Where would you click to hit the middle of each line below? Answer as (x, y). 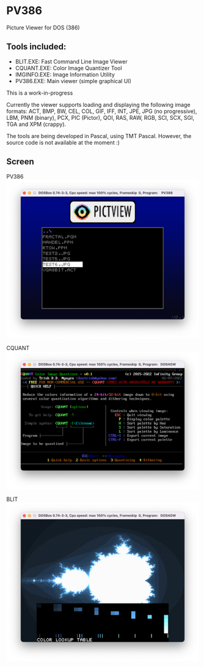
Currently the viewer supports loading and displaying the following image (98, 104)
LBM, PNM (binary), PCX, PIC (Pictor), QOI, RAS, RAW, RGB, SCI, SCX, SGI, (100, 117)
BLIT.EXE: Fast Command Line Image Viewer (71, 61)
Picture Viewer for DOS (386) (43, 27)
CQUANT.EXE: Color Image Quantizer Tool (68, 68)
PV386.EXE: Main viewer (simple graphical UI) (73, 81)
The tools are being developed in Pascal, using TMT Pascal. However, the (99, 136)
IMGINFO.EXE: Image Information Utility (65, 75)
